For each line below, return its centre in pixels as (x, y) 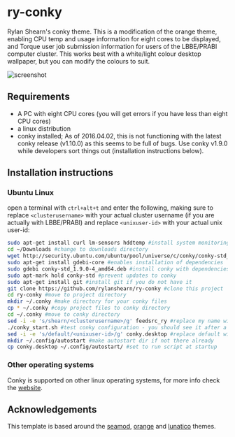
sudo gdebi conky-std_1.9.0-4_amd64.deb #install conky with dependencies (119, 269)
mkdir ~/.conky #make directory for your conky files (87, 301)
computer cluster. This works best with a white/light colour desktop (104, 54)
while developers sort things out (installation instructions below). (111, 150)
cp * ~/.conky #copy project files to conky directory (89, 308)
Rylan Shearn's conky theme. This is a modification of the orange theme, (112, 31)
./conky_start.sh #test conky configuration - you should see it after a (117, 327)
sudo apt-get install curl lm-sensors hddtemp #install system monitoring (119, 243)
